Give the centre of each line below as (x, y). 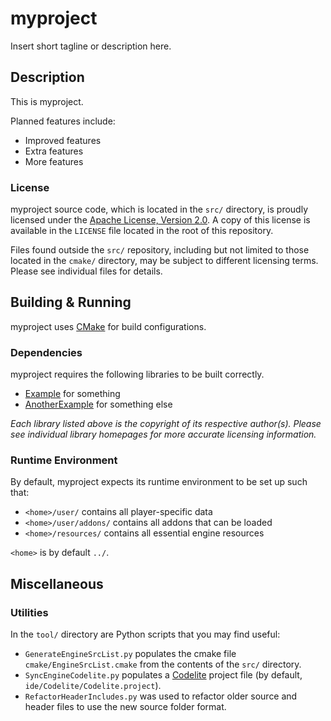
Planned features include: (63, 121)
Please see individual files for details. (86, 271)
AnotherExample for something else (98, 404)
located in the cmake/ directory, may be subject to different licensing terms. (164, 261)
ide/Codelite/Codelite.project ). (93, 686)
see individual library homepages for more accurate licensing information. (163, 434)
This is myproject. (47, 101)
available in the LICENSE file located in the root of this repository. (142, 231)
